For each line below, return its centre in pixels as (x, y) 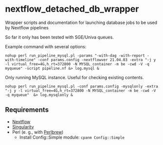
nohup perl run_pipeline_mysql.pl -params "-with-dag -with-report (75, 55)
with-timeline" (20, 60)
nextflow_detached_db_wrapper (72, 9)
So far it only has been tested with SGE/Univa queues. (59, 37)
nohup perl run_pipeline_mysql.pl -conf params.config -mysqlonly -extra (82, 86)
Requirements (27, 110)
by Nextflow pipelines (27, 27)
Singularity (23, 127)
